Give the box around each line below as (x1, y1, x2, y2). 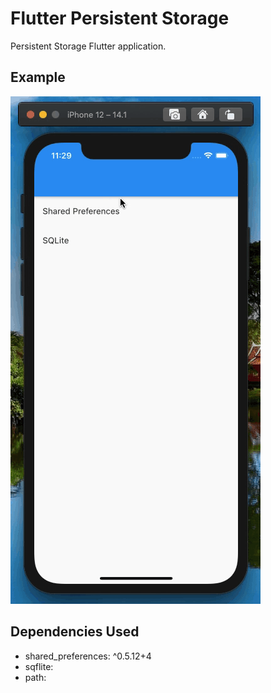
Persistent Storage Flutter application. (10, 40, 167, 52)
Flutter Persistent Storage (10, 7, 230, 30)
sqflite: (24, 660, 54, 672)
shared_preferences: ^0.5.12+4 (24, 650, 152, 662)
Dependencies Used (10, 623, 140, 641)
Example (10, 69, 66, 86)
